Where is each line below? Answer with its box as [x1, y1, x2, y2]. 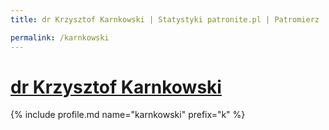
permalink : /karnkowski [10, 32, 110, 43]
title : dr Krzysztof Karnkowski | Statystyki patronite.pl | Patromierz [10, 14, 320, 25]
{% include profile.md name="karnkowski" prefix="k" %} [10, 109, 246, 121]
